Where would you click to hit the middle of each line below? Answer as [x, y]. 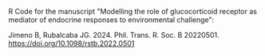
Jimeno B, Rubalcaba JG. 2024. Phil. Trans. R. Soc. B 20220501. [114, 35]
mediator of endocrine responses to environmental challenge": [111, 20]
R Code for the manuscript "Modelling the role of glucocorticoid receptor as [133, 11]
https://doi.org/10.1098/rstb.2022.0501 [71, 43]
